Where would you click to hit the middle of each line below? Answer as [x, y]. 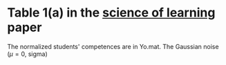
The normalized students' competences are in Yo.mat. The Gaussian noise [113, 46]
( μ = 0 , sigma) [27, 54]
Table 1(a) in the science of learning [111, 13]
